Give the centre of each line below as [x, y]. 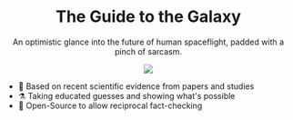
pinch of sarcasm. [148, 51]
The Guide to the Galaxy [148, 17]
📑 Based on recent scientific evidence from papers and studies [136, 86]
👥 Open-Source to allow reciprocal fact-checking [110, 105]
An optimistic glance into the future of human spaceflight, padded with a [148, 42]
